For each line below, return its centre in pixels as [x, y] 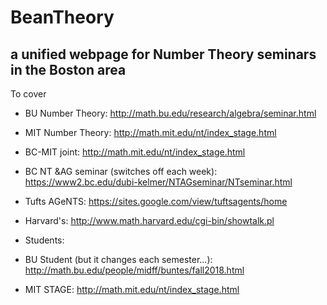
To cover [28, 94]
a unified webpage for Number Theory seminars [163, 54]
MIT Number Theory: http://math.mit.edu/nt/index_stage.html [150, 132]
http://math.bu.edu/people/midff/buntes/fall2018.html [134, 270]
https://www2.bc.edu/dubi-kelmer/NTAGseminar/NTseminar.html [158, 182]
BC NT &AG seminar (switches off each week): [121, 171]
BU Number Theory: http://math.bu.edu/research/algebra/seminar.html [170, 113]
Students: [44, 240]
